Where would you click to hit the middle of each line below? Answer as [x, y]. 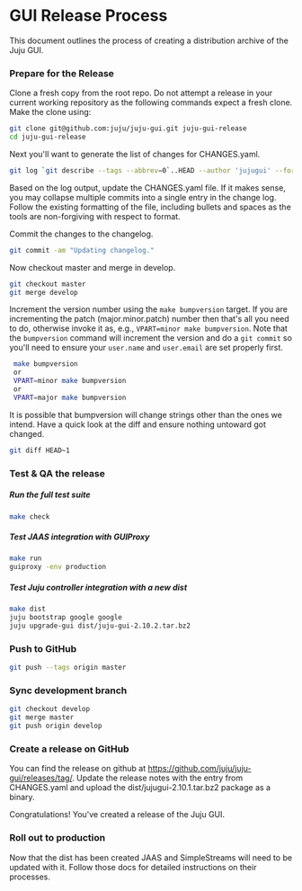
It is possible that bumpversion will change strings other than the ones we [146, 414]
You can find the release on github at [78, 769]
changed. [27, 433]
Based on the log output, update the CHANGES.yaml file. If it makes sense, [147, 187]
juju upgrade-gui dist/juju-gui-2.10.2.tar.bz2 [100, 626]
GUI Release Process [89, 16]
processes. [30, 877]
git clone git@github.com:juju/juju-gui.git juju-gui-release [128, 129]
